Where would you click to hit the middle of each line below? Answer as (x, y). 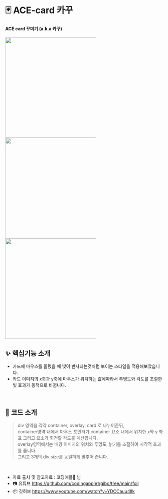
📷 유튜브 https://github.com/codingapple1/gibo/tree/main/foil (75, 483)
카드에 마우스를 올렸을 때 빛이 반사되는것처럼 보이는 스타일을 (71, 366)
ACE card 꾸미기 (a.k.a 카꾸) (34, 29)
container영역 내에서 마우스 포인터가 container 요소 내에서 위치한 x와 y (88, 432)
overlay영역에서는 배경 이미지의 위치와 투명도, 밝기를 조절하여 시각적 (85, 444)
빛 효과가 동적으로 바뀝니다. (39, 385)
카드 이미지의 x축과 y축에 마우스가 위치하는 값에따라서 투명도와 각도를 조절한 (87, 379)
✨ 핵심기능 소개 (28, 353)
